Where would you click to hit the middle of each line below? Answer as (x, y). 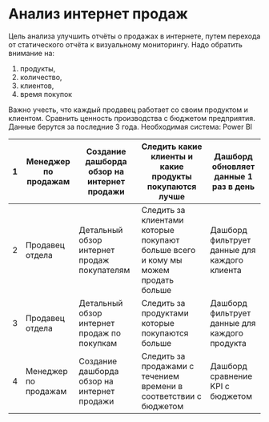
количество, (41, 77)
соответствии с (171, 396)
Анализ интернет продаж (98, 14)
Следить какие (172, 147)
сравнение (231, 376)
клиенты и (172, 156)
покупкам (98, 343)
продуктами (165, 313)
